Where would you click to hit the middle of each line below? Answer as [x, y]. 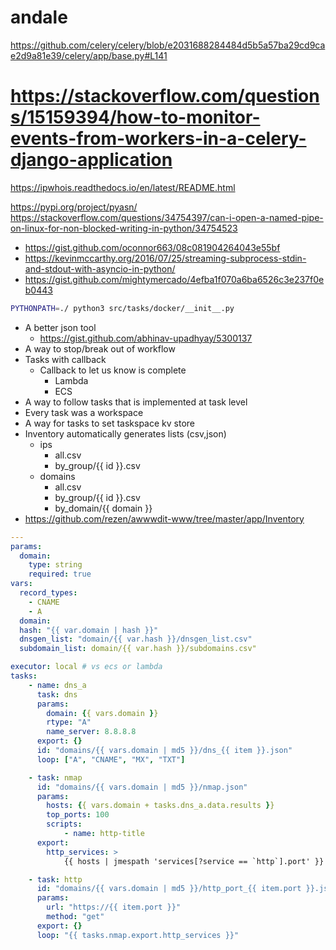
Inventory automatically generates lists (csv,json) [125, 433]
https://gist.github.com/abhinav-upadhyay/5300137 [146, 338]
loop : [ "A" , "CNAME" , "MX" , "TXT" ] [111, 759]
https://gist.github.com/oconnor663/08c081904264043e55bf [152, 247]
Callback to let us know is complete [113, 370]
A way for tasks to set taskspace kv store [109, 423]
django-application [91, 160]
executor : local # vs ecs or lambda [86, 667]
